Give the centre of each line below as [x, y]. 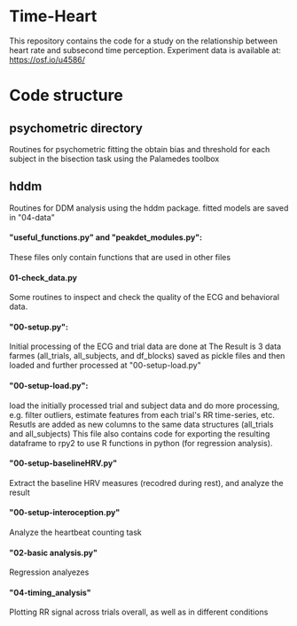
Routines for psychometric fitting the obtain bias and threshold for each [140, 149]
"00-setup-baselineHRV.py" [63, 463]
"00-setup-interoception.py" [65, 513]
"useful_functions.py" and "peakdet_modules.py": [106, 237]
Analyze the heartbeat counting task [75, 532]
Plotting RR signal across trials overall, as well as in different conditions [139, 612]
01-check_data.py [43, 277]
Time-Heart [53, 16]
